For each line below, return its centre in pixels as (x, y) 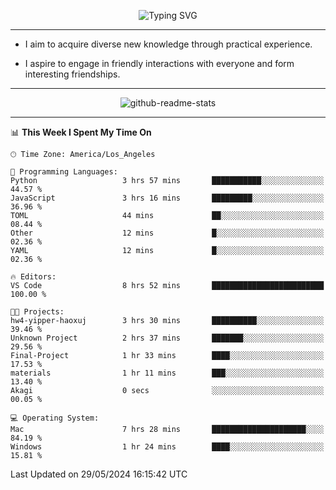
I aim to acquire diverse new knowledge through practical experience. (168, 44)
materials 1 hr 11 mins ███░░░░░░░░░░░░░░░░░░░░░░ (167, 373)
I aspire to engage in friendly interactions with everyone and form (159, 63)
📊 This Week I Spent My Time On (81, 132)
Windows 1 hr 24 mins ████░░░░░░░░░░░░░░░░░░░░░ (167, 447)
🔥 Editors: (33, 277)
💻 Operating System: (55, 418)
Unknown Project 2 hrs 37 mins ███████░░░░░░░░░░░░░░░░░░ (167, 338)
